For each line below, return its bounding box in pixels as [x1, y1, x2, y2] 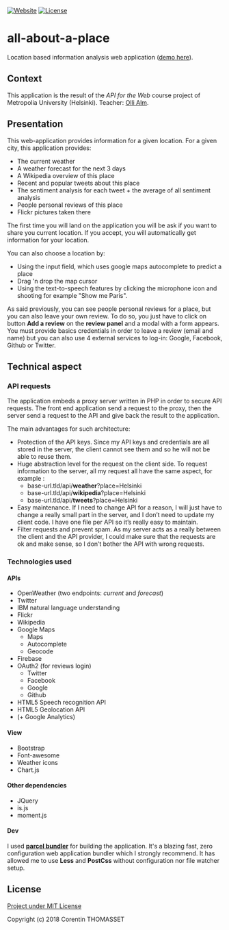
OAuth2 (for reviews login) [16, 662, 92, 670]
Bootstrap [16, 744, 45, 752]
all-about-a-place [7, 31, 110, 46]
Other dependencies [7, 781, 67, 790]
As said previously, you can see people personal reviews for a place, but [7, 305, 211, 313]
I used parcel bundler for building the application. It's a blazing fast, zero [7, 842, 213, 850]
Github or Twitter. [7, 341, 56, 349]
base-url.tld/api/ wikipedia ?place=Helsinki [27, 489, 146, 497]
